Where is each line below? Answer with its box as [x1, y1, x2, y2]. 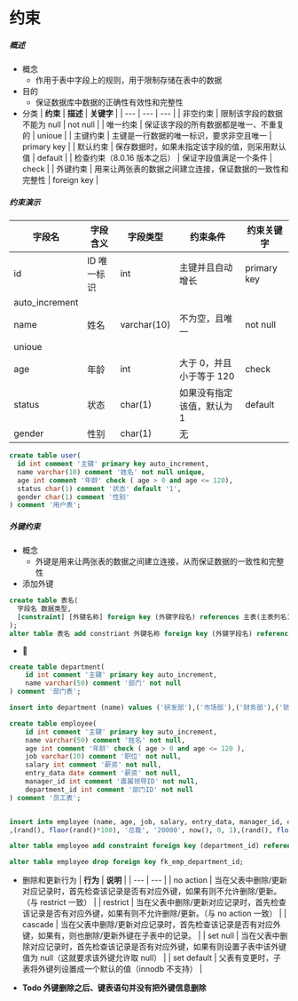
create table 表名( [9, 596, 79, 605]
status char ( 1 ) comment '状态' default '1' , [17, 484, 182, 493]
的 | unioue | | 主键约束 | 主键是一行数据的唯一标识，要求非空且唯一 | [21, 131, 272, 141]
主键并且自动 [178, 261, 233, 274]
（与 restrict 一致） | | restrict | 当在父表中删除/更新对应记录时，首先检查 [21, 897, 286, 908]
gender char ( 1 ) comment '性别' [17, 492, 130, 502]
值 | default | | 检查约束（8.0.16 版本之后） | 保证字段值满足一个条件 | [21, 153, 273, 163]
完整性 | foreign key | [21, 175, 99, 186]
